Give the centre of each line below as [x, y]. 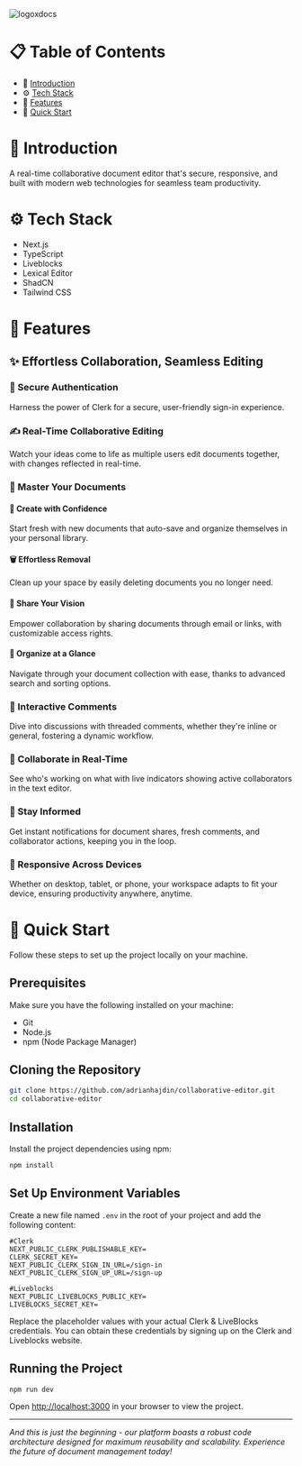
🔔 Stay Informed [45, 811]
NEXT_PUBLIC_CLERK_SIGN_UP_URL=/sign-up [86, 1273]
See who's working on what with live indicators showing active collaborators [151, 779]
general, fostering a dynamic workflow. [82, 736]
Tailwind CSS [47, 292]
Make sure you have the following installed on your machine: [121, 1004]
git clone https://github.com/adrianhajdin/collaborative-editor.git [142, 1091]
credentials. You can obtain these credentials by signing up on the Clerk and [151, 1331]
